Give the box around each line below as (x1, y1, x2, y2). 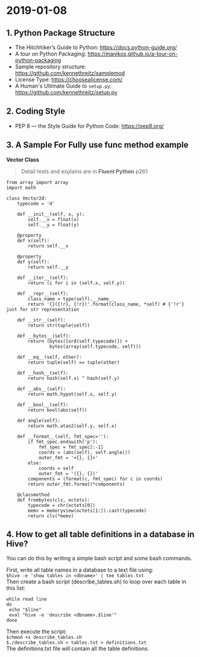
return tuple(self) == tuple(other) (28, 359, 120, 365)
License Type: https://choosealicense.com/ (14, 76, 123, 83)
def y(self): (17, 258, 50, 265)
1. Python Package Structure (6, 28, 116, 38)
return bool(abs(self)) (28, 407, 87, 413)
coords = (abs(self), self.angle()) (38, 449, 131, 456)
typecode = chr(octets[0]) (28, 502, 96, 508)
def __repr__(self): (17, 290, 69, 296)
